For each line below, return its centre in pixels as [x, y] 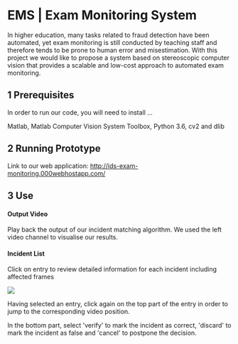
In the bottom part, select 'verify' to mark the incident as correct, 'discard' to [119, 325]
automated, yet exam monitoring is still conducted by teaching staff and [112, 42]
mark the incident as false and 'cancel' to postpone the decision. [102, 333]
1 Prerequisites [41, 95]
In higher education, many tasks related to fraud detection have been [108, 35]
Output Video [28, 214]
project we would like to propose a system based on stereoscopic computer [118, 58]
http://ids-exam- [114, 166]
